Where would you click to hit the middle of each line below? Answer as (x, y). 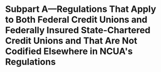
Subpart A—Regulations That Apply (80, 9)
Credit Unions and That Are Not (71, 41)
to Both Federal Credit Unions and (76, 20)
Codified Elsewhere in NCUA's (69, 51)
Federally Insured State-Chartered (78, 30)
